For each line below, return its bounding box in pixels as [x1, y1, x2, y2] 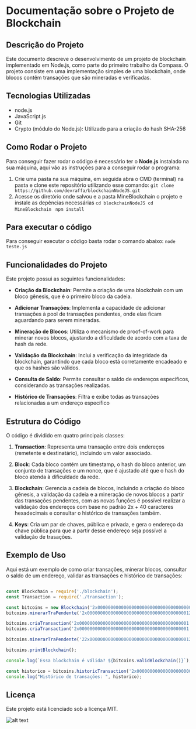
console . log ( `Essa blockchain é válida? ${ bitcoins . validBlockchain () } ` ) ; [6, 658, 192, 663]
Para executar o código [6, 223, 92, 232]
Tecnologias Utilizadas [6, 91, 91, 101]
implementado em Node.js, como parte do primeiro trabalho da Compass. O [6, 61, 188, 69]
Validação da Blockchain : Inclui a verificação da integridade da [14, 352, 167, 359]
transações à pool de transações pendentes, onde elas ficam [14, 310, 162, 317]
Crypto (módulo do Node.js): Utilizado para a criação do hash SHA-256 [14, 125, 186, 132]
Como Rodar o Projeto [6, 142, 87, 152]
